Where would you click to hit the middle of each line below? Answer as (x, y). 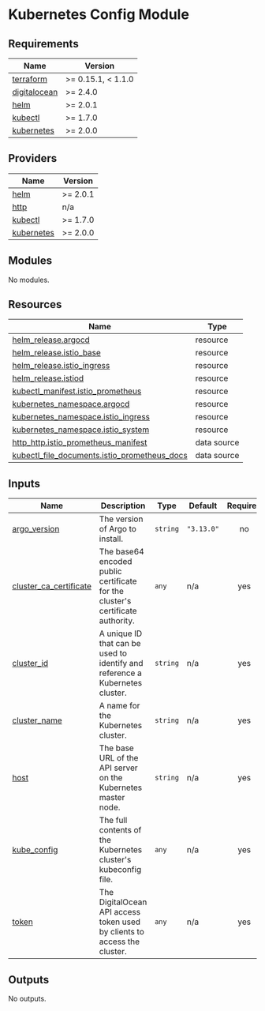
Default (203, 505)
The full (113, 821)
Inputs (24, 483)
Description (123, 505)
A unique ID (121, 633)
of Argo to (118, 529)
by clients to (121, 932)
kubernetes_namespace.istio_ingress (81, 417)
